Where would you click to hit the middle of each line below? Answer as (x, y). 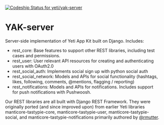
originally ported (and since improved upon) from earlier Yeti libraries (75, 107)
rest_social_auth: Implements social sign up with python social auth (80, 71)
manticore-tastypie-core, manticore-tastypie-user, (56, 112)
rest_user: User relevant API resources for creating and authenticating (83, 61)
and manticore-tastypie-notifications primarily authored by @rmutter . (89, 117)
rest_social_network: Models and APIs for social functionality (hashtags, (85, 76)
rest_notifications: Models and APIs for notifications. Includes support (83, 87)
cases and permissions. (36, 55)
